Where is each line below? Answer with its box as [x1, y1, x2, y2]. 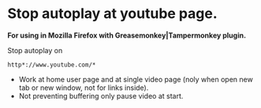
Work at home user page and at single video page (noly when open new [18, 74, 253, 84]
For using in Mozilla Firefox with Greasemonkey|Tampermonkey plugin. [7, 31, 246, 40]
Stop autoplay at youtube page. [7, 5, 218, 23]
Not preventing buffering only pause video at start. [18, 91, 184, 100]
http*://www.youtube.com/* [7, 60, 96, 69]
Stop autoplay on [7, 45, 63, 55]
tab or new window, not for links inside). [18, 83, 149, 92]
